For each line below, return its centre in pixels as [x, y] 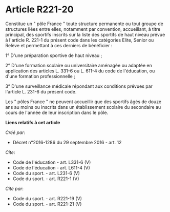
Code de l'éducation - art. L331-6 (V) [52, 162]
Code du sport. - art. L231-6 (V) [46, 173]
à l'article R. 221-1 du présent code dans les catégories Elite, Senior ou [80, 40]
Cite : [10, 152]
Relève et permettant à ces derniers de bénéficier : [59, 45]
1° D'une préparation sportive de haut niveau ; [54, 55]
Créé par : [15, 132]
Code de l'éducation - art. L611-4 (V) [51, 167]
